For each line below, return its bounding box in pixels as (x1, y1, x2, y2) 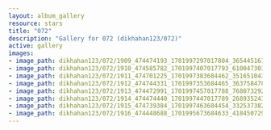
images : (8, 49, 35, 57)
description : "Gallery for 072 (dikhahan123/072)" (8, 34, 182, 43)
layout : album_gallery (8, 11, 85, 20)
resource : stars (8, 19, 63, 27)
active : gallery (8, 42, 63, 50)
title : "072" (8, 27, 52, 35)
